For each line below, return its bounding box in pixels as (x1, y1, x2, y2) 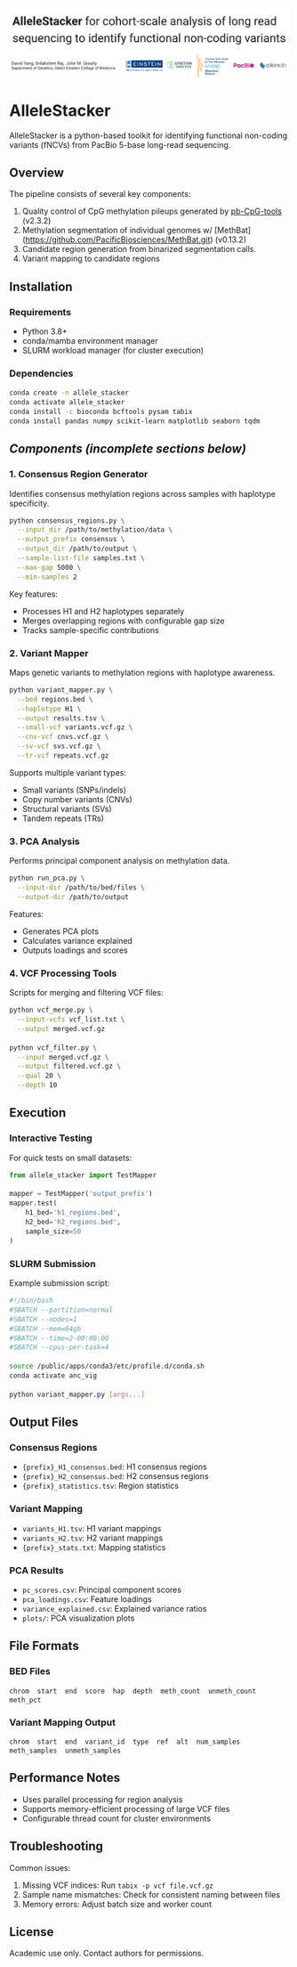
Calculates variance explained (21, 935, 133, 946)
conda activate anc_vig (9, 1371, 98, 1380)
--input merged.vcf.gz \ (17, 1053, 109, 1061)
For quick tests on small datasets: (9, 1152, 132, 1163)
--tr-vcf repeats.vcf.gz (17, 752, 109, 760)
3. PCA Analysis (9, 835, 80, 848)
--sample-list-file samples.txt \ (17, 554, 145, 563)
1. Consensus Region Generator (9, 468, 148, 481)
